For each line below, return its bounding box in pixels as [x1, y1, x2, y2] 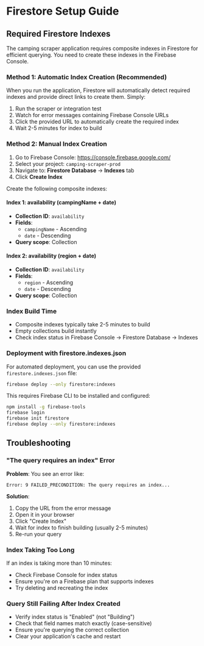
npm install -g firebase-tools [6, 404, 86, 410]
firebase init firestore [6, 415, 69, 422]
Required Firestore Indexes [6, 29, 111, 39]
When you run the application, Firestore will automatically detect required [6, 87, 191, 94]
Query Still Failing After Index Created [6, 599, 121, 608]
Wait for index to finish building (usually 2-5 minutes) [15, 523, 148, 531]
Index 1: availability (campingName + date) [6, 199, 117, 206]
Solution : [6, 492, 30, 500]
